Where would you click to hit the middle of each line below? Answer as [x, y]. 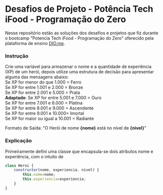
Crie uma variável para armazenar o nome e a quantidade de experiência [78, 66]
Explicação [19, 141]
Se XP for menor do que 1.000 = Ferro [43, 82]
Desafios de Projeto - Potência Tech [79, 9]
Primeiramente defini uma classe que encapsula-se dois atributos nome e [79, 151]
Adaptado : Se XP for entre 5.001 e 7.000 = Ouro [53, 98]
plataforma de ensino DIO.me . [35, 43]
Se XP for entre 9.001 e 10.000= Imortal [45, 113]
